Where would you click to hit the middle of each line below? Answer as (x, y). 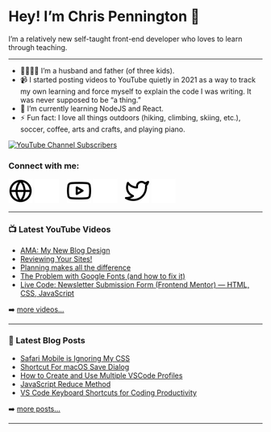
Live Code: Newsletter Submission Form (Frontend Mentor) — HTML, (135, 284)
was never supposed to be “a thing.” (80, 99)
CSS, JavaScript (47, 293)
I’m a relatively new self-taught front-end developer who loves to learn (125, 39)
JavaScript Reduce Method (65, 384)
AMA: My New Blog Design (65, 250)
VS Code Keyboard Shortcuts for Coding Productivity (108, 392)
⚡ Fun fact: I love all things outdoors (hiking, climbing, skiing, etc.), (130, 117)
